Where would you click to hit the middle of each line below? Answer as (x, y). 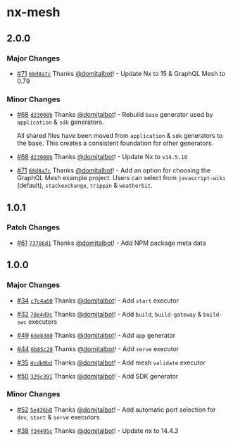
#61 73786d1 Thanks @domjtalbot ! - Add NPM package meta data (111, 243)
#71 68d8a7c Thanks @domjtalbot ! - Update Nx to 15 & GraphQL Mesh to (121, 73)
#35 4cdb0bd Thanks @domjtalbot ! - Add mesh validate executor (111, 362)
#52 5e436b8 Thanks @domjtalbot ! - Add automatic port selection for (116, 410)
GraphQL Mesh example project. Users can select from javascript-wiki (121, 178)
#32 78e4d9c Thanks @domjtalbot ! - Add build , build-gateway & (109, 314)
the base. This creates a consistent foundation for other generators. (115, 143)
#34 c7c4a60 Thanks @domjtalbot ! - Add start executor (97, 301)
